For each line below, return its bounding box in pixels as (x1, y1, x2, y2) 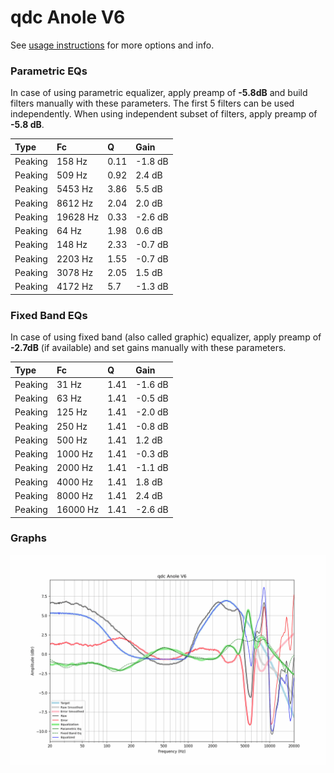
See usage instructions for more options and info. (10, 39, 215, 51)
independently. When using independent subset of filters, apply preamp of (10, 108, 318, 120)
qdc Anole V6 (10, 6, 126, 29)
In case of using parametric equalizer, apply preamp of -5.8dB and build (10, 87, 308, 99)
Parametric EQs (10, 64, 88, 78)
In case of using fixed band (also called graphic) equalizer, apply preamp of (10, 331, 322, 343)
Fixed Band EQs (10, 308, 88, 322)
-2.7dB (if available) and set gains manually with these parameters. (10, 342, 287, 354)
